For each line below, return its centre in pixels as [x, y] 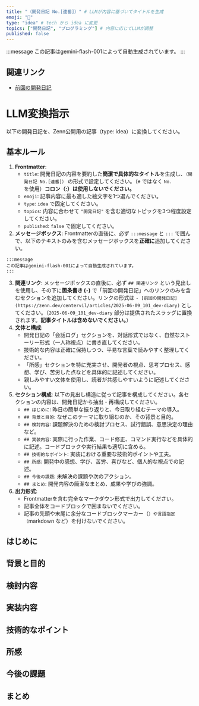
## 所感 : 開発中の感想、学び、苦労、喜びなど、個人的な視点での [101, 461]
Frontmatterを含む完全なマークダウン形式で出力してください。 [100, 498]
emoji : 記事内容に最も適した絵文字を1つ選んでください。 [93, 196]
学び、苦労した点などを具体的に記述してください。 [97, 372]
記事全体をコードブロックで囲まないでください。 [83, 506]
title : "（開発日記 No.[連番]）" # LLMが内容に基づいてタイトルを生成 [85, 12]
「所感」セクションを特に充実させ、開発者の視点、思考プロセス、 [104, 364]
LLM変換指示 [38, 114]
